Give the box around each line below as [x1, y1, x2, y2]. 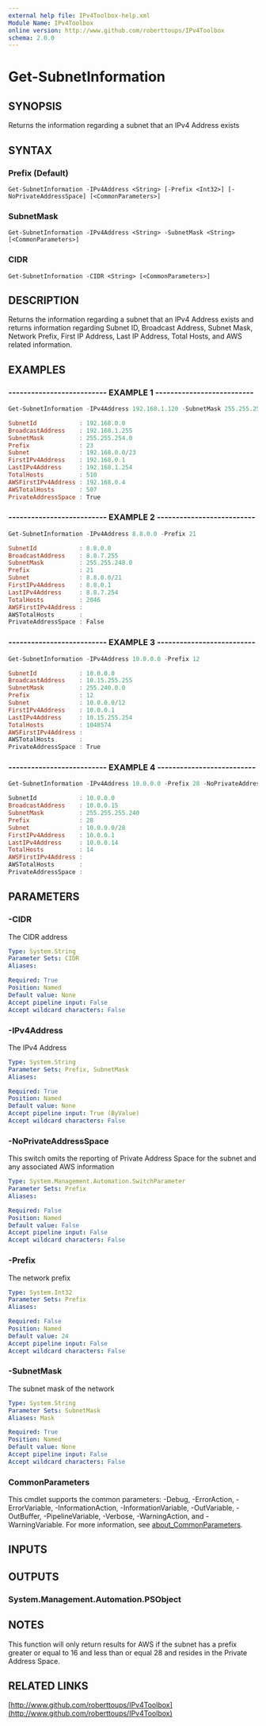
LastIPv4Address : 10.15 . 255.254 [8, 713, 133, 721]
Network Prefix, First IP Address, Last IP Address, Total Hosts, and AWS [8, 331, 243, 342]
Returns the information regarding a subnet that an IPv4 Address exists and [8, 315, 254, 324]
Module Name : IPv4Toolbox [8, 19, 93, 27]
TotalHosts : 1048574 [8, 720, 112, 729]
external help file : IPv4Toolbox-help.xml [8, 11, 150, 20]
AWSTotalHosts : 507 [8, 485, 97, 493]
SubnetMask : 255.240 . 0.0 [8, 684, 126, 692]
